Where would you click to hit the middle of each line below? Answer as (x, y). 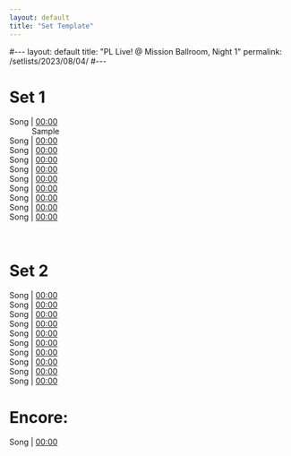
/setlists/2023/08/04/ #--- (58, 61)
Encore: (39, 417)
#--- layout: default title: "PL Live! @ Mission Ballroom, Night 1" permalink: (146, 51)
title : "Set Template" (51, 26)
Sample (46, 132)
